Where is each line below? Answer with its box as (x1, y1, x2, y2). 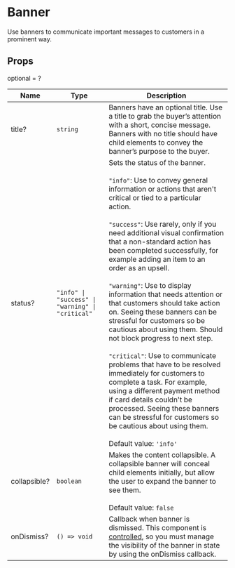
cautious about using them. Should (108, 324, 223, 334)
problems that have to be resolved (108, 359, 221, 369)
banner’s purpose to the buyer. (108, 146, 210, 156)
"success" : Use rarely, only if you (108, 219, 217, 229)
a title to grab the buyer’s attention (108, 111, 222, 121)
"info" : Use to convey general (108, 175, 208, 185)
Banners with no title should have (108, 128, 218, 138)
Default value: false (108, 503, 174, 513)
